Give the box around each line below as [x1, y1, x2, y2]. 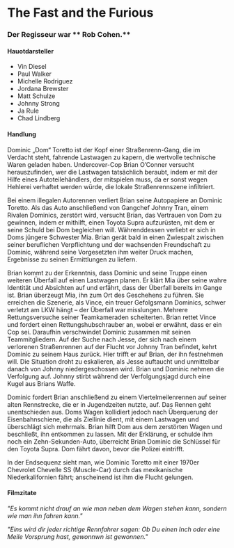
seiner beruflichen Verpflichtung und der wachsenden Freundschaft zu [7, 240, 211, 248]
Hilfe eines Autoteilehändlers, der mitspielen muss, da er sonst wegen [7, 175, 208, 184]
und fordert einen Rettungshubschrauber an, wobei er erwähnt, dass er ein [7, 320, 222, 328]
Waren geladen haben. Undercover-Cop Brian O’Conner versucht [7, 160, 194, 168]
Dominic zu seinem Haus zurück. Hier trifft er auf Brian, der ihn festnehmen [7, 350, 224, 358]
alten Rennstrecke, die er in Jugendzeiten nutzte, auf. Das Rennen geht [7, 400, 211, 408]
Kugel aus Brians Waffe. [7, 379, 76, 387]
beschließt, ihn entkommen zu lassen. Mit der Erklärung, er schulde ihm [7, 430, 213, 438]
